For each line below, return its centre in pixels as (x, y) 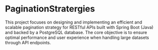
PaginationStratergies (50, 9)
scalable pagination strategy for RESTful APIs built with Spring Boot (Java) (79, 27)
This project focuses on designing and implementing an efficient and (73, 22)
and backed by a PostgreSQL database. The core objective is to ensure (76, 32)
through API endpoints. (28, 42)
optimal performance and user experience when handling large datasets (77, 37)
